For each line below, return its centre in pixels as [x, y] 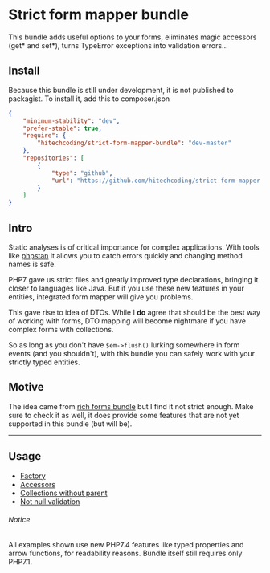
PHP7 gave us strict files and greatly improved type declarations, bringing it [133, 279]
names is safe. [32, 264]
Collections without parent [63, 493]
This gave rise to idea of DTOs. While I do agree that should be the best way [135, 312]
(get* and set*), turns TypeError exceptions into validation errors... [118, 45]
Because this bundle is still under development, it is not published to [121, 90]
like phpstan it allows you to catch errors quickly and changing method [125, 255]
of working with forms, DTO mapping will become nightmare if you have [127, 321]
